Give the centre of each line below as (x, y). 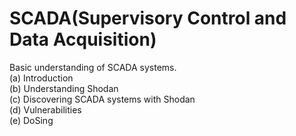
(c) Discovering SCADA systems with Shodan (102, 99)
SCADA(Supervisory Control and (148, 18)
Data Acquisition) (83, 39)
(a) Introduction (41, 78)
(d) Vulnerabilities (45, 109)
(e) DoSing (31, 120)
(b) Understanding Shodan (64, 88)
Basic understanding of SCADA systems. (93, 67)
